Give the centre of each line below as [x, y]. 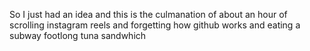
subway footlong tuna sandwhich [78, 35]
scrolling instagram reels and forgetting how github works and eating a [155, 25]
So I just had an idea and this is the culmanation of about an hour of [148, 14]
